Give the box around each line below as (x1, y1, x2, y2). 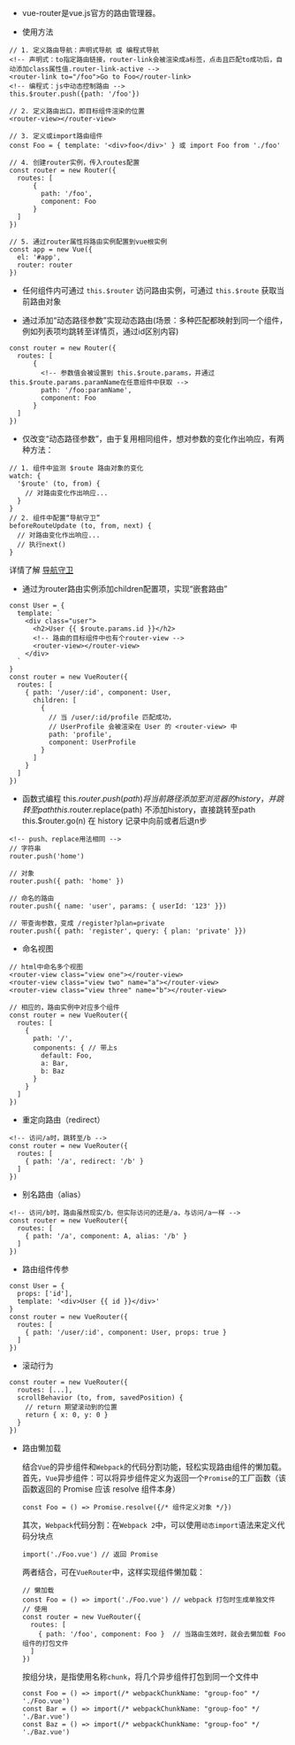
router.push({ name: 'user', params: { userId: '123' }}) (9, 902, 227, 911)
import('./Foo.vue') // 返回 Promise (21, 1550, 159, 1559)
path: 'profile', (48, 730, 113, 739)
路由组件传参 (21, 1264, 69, 1274)
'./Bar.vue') (21, 1712, 71, 1721)
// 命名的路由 (9, 894, 55, 903)
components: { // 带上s (32, 1043, 117, 1052)
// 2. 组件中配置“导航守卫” (9, 514, 101, 523)
